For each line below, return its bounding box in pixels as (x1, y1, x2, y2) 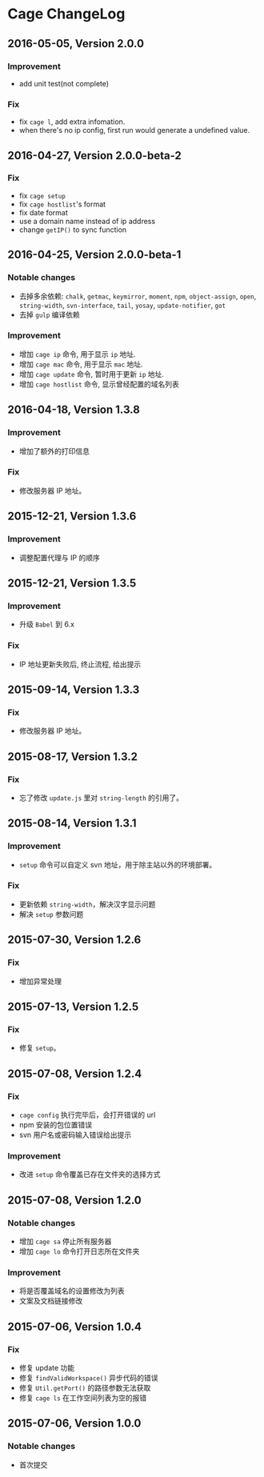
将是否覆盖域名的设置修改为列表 (18, 1286, 125, 1296)
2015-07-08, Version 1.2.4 (7, 1067, 142, 1080)
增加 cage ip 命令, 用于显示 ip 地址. (18, 349, 137, 358)
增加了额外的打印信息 (18, 446, 90, 456)
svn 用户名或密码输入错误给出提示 (18, 1130, 132, 1139)
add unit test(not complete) (18, 78, 110, 88)
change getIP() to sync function (18, 225, 127, 234)
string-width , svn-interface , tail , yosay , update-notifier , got (18, 300, 226, 310)
